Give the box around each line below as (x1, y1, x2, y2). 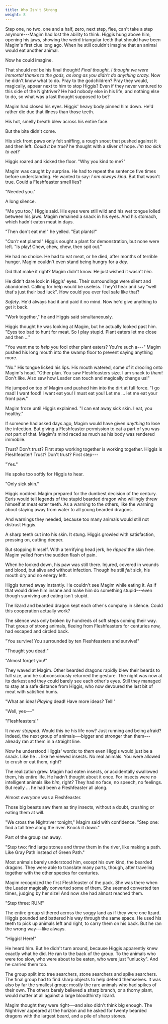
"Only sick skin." (5, 481, 39, 487)
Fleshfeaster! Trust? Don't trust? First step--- (5, 451, 99, 457)
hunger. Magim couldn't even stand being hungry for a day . (5, 259, 129, 265)
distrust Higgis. (5, 521, 37, 527)
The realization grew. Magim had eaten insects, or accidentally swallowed (5, 768, 158, 774)
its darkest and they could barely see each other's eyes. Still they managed (5, 678, 161, 684)
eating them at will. (5, 809, 45, 815)
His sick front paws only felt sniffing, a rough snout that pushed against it (5, 138, 157, 144)
